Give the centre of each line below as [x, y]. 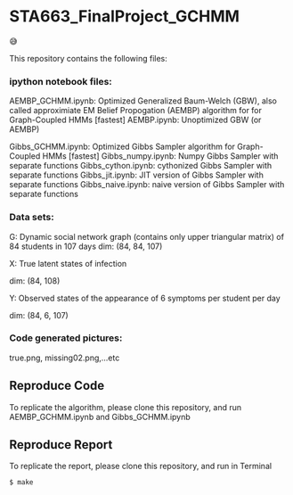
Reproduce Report [61, 445]
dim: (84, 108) [35, 280]
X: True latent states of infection [68, 263]
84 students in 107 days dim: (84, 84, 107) [86, 246]
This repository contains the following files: [88, 58]
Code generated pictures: [66, 338]
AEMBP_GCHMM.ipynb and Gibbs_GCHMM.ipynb [100, 417]
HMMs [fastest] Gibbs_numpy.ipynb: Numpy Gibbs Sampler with [160, 156]
